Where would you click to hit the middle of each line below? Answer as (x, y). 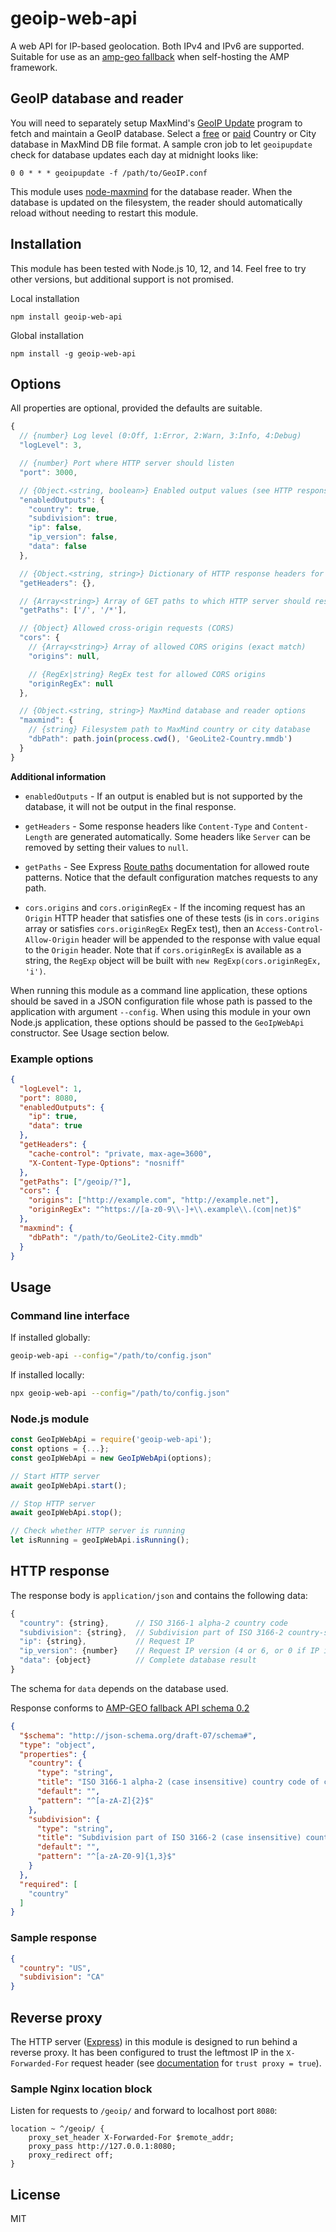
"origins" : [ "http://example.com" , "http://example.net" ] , (154, 1200)
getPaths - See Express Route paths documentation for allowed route (167, 866)
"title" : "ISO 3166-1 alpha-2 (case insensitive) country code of (178, 1782)
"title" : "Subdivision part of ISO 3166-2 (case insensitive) (169, 1838)
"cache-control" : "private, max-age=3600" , (120, 1153)
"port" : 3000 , (48, 472)
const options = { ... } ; (60, 1449)
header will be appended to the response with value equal (201, 939)
